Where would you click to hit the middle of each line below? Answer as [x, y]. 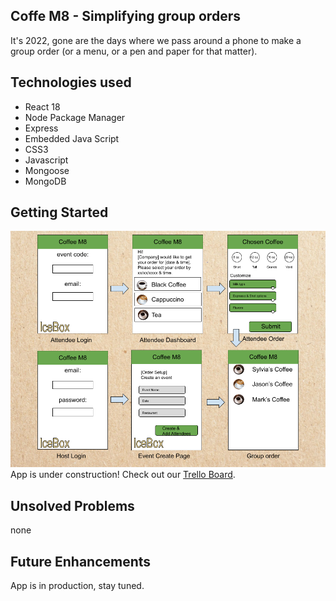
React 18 [42, 106]
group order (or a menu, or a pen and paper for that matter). [134, 51]
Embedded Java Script [72, 138]
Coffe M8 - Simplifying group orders [125, 16]
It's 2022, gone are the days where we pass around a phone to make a [156, 40]
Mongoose [47, 170]
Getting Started [59, 212]
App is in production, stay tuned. [77, 586]
